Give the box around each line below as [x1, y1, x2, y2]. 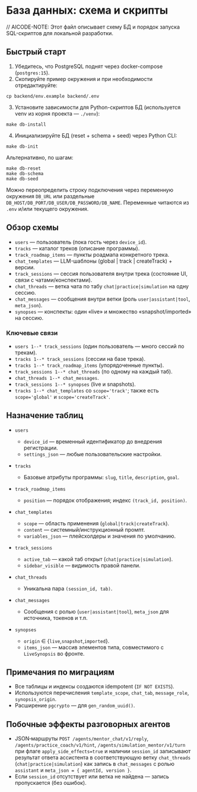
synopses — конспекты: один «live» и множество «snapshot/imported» [14, 308, 192, 315]
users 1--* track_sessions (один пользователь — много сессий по [14, 342, 185, 350]
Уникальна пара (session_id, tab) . [23, 585, 113, 592]
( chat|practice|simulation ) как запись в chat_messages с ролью [14, 760, 175, 768]
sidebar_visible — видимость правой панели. [23, 562, 141, 569]
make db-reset [6, 165, 42, 172]
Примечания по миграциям [6, 668, 115, 678]
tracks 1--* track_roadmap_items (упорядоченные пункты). [14, 361, 164, 369]
